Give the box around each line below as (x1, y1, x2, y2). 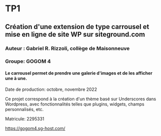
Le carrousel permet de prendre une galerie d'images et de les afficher (5, 70, 153, 76)
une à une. (5, 76, 27, 82)
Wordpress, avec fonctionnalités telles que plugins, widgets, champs (5, 101, 144, 107)
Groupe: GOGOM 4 (5, 58, 51, 65)
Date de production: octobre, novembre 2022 (5, 86, 97, 92)
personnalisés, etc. (5, 106, 44, 112)
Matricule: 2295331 (5, 116, 44, 122)
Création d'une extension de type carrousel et (5, 23, 149, 31)
